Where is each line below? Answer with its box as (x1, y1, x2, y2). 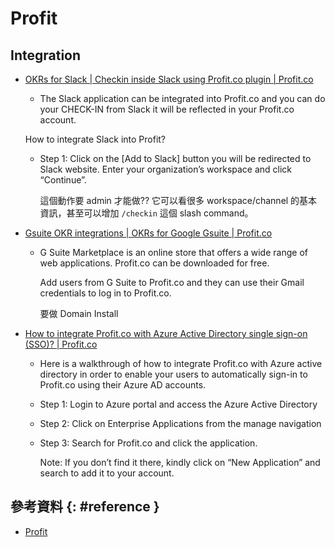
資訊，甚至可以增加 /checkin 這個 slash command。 (39, 207, 254, 219)
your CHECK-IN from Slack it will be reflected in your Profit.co (39, 103, 295, 115)
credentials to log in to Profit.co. (39, 287, 172, 299)
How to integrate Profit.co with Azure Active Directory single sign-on (24, 328, 308, 339)
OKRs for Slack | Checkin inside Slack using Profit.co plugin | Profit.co (24, 73, 314, 85)
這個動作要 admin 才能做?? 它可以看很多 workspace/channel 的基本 (39, 195, 318, 206)
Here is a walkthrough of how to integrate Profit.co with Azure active (39, 358, 323, 369)
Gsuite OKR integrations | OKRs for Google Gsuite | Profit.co (24, 227, 273, 239)
